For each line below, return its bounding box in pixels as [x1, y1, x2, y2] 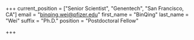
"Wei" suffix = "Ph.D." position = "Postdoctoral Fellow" [5, 17, 139, 24]
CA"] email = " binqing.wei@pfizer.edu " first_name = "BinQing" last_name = [5, 11, 189, 18]
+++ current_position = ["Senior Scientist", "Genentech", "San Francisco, [5, 5, 185, 12]
